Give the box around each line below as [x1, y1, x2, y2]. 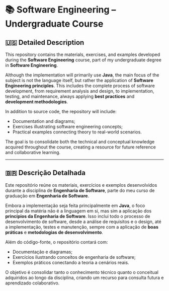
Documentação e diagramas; [12, 249, 73, 255]
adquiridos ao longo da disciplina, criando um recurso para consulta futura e [5, 274, 164, 280]
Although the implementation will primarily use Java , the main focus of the [5, 72, 159, 78]
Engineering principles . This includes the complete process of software [5, 83, 155, 89]
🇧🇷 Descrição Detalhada [5, 169, 86, 177]
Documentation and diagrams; [12, 118, 75, 124]
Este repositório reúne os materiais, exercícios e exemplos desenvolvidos [5, 182, 157, 188]
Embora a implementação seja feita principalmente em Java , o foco [5, 202, 145, 208]
